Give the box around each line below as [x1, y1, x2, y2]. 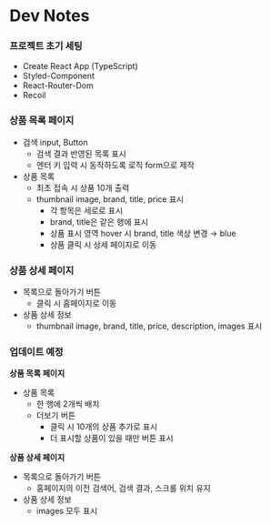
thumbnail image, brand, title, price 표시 [35, 193, 185, 205]
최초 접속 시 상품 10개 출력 [35, 182, 130, 193]
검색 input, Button [22, 136, 88, 147]
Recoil [22, 90, 46, 101]
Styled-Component [22, 70, 95, 82]
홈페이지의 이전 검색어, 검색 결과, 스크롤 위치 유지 [35, 483, 211, 494]
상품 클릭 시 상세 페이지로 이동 [49, 238, 157, 250]
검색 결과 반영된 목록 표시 [35, 147, 127, 159]
